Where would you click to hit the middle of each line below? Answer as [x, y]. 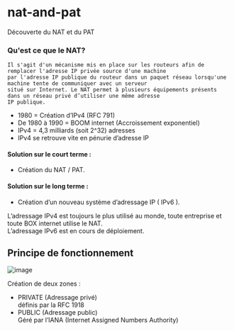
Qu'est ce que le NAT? [46, 50]
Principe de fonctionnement [71, 253]
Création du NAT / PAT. [51, 170]
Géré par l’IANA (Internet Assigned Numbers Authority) [98, 320]
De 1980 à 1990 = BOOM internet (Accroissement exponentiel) [109, 123]
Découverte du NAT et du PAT [51, 32]
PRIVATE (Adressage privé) [57, 298]
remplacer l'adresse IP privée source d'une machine [87, 72]
